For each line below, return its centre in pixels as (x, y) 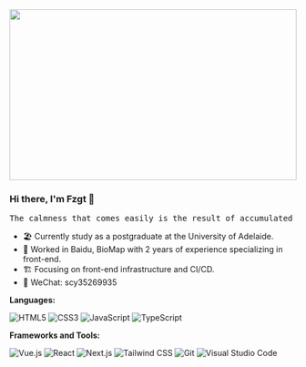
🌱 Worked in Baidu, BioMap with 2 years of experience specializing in (153, 250)
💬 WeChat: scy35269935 (70, 282)
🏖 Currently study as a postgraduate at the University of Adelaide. (148, 237)
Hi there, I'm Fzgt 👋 (52, 199)
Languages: (33, 301)
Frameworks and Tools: (55, 335)
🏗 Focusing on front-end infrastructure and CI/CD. (118, 270)
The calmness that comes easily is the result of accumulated (151, 219)
